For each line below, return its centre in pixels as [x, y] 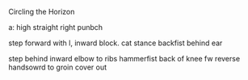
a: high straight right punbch [56, 27]
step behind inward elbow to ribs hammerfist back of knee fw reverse [124, 59]
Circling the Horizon [42, 12]
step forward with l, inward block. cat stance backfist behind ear [116, 43]
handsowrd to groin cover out [58, 67]
